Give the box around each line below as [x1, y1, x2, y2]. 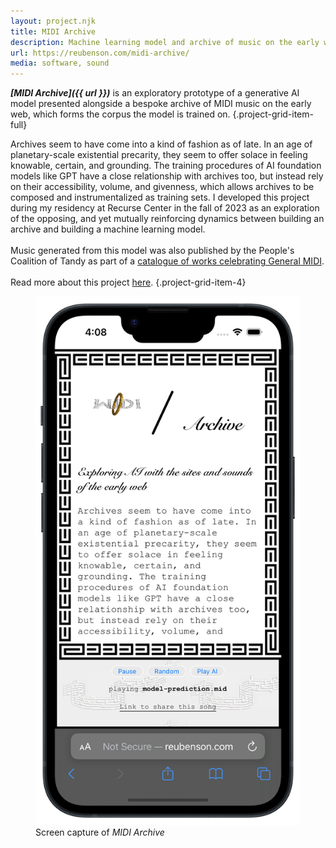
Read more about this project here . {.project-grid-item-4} [10, 276, 247, 289]
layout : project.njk [10, 16, 97, 26]
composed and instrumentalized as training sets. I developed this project [10, 191, 310, 204]
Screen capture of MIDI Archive [35, 826, 165, 839]
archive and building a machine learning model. [10, 223, 206, 235]
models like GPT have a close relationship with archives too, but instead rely [10, 170, 324, 182]
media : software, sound [10, 58, 110, 69]
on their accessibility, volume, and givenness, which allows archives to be [10, 181, 315, 193]
